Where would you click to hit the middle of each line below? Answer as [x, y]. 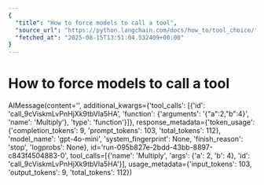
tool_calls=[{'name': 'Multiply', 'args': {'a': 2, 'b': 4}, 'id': [160, 156]
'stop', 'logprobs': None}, [48, 147]
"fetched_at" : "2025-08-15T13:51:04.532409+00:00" [100, 37]
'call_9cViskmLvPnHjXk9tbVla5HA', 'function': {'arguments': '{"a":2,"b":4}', [128, 114]
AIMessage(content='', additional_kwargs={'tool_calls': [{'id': [107, 105]
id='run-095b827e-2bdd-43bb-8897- [152, 147]
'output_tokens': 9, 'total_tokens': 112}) [70, 172]
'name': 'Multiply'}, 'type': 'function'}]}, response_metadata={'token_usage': [132, 122]
